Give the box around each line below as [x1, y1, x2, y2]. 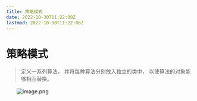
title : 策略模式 [6, 8, 43, 15]
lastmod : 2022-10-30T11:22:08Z [6, 20, 84, 26]
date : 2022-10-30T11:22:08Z [6, 14, 76, 20]
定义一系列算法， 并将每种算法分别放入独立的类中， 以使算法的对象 [20, 68, 186, 75]
